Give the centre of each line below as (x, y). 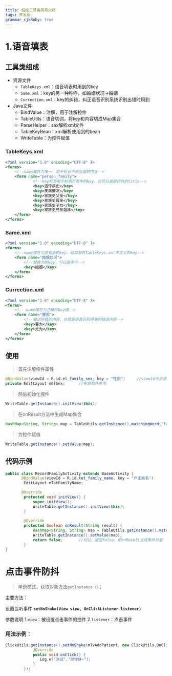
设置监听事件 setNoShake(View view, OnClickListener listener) (73, 609)
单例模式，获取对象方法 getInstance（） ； (60, 587)
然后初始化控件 (34, 394)
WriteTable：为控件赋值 (45, 138)
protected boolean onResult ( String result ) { (73, 526)
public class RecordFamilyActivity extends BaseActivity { (70, 473)
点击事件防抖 (33, 572)
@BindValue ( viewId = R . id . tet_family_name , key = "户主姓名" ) (87, 478)
